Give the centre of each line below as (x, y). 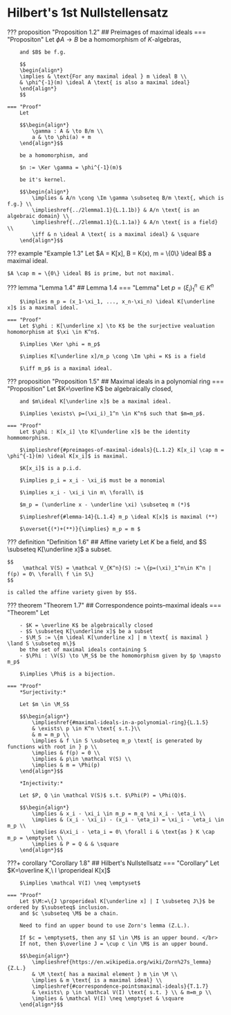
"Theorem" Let (28, 613)
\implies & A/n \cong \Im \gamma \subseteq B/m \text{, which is (128, 198)
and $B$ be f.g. (43, 52)
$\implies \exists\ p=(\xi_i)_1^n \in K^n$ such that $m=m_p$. (113, 414)
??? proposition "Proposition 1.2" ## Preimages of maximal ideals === (107, 32)
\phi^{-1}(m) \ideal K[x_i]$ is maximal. (68, 456)
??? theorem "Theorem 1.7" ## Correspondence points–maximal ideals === (114, 605)
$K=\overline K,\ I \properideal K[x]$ (59, 871)
